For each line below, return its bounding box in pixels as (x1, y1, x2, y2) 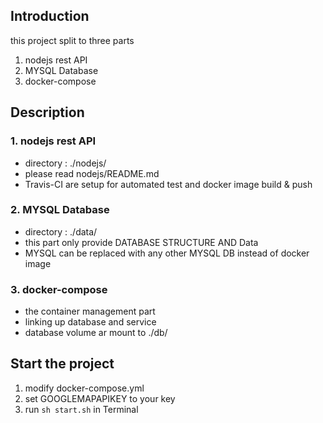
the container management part (24, 305, 156, 318)
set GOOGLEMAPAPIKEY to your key (24, 392, 176, 404)
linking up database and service (24, 316, 157, 328)
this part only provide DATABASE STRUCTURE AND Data (24, 236, 259, 248)
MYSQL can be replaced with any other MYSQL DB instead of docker (24, 247, 310, 259)
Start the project (10, 355, 115, 373)
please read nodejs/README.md (24, 167, 160, 179)
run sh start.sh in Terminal (24, 403, 139, 415)
